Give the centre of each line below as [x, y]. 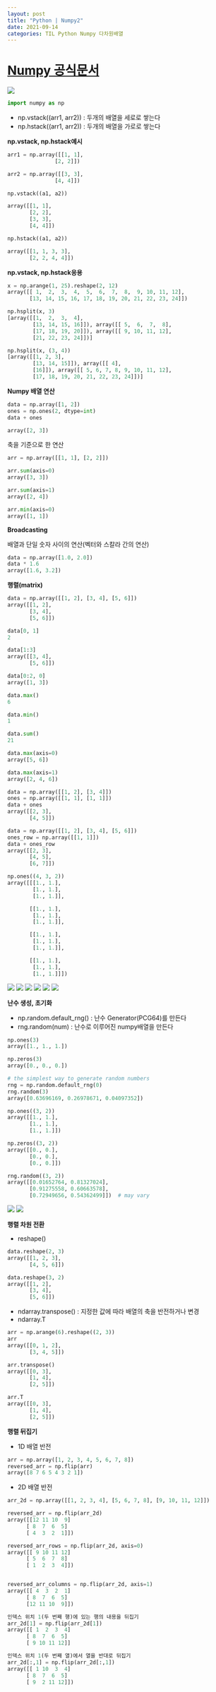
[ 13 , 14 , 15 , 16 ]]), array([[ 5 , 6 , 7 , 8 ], [102, 324]
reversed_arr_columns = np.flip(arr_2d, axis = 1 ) [80, 1585]
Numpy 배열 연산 [31, 391]
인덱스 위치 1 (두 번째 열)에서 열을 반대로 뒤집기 [69, 1656]
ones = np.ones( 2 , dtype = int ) [52, 411]
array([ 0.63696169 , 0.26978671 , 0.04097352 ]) [75, 1098]
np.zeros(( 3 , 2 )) [33, 1144]
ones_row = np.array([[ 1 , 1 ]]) [53, 838]
